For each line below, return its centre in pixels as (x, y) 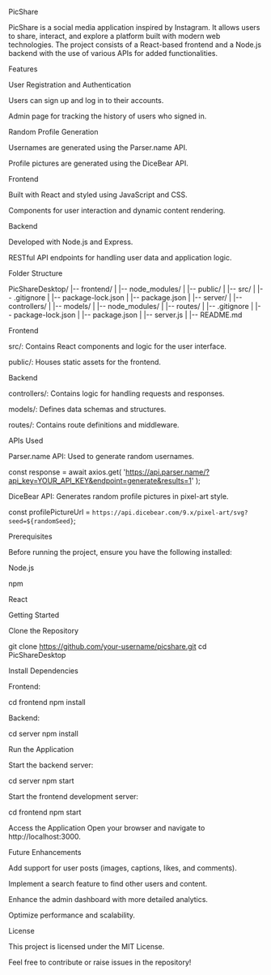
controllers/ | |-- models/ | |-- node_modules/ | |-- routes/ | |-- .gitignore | (131, 306)
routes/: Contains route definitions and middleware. (94, 425)
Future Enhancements (45, 852)
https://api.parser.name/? (167, 472)
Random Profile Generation (53, 132)
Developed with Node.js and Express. (71, 242)
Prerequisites (30, 536)
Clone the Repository (44, 631)
